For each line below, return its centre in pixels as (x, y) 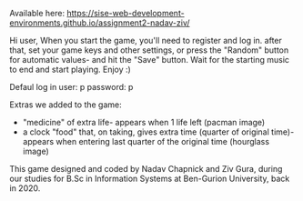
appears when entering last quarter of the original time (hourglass (146, 141)
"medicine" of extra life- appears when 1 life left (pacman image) (144, 122)
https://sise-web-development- (126, 13)
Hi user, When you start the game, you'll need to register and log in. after (146, 40)
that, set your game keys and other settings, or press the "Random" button (149, 50)
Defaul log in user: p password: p (71, 87)
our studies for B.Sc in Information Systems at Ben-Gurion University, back (150, 178)
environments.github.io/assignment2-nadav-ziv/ (100, 23)
